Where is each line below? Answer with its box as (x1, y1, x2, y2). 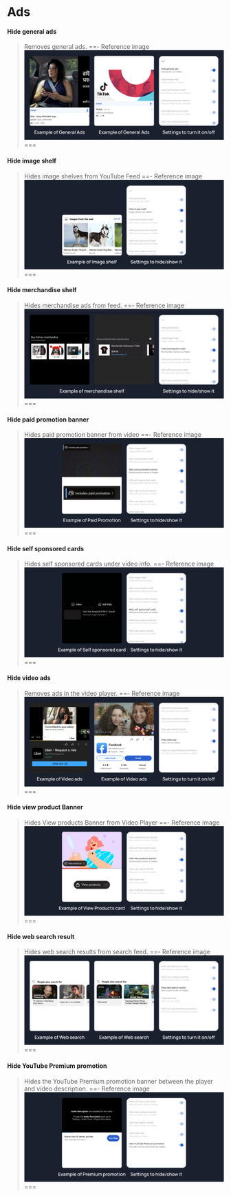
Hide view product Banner (7, 803, 84, 812)
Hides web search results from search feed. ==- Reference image (23, 948, 211, 956)
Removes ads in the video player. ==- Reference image (23, 689, 180, 697)
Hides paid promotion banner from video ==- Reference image (23, 431, 201, 439)
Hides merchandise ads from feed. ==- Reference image (23, 301, 184, 309)
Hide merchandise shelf (7, 286, 77, 294)
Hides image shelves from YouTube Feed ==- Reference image (23, 172, 203, 180)
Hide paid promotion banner (7, 415, 89, 424)
